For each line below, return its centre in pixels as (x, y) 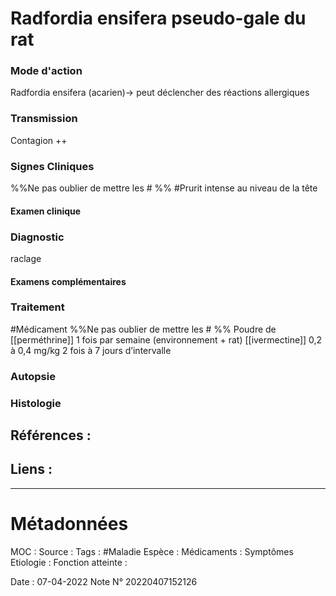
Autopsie (33, 376)
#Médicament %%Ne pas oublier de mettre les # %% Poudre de (143, 329)
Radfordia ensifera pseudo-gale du (158, 18)
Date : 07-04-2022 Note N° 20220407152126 (104, 581)
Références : (51, 435)
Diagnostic (37, 237)
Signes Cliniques (52, 166)
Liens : (31, 469)
